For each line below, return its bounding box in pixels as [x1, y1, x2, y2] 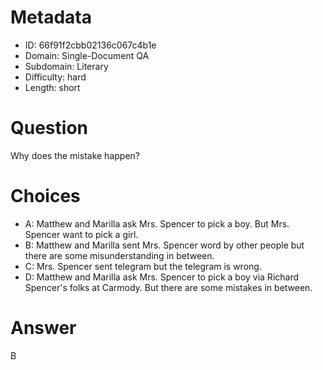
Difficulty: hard [24, 71, 87, 83]
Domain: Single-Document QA [24, 49, 150, 61]
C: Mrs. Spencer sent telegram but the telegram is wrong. [24, 260, 262, 272]
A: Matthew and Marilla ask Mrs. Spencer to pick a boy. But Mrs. [24, 217, 290, 230]
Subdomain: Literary [24, 60, 109, 72]
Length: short [24, 81, 81, 93]
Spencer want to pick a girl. [24, 228, 139, 240]
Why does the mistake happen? [10, 149, 140, 161]
